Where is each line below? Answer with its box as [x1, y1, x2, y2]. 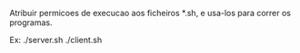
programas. [9, 17, 53, 28]
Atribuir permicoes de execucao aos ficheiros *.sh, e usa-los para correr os [9, 8, 292, 18]
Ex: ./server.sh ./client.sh [9, 35, 103, 45]
